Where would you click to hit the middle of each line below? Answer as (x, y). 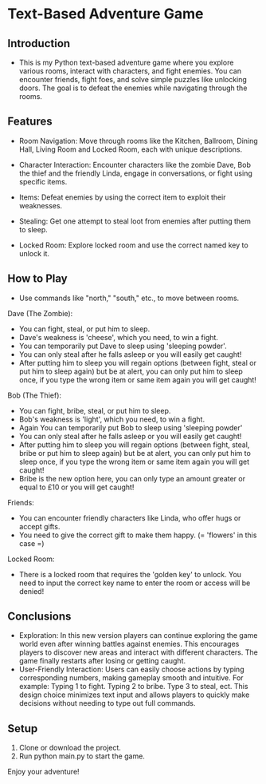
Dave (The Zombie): (40, 313)
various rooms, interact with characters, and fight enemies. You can (130, 71)
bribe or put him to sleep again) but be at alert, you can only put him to (135, 453)
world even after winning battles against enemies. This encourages (129, 644)
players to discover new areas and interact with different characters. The (138, 652)
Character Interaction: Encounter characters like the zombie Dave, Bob (135, 164)
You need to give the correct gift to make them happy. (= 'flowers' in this (138, 535)
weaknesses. (41, 205)
